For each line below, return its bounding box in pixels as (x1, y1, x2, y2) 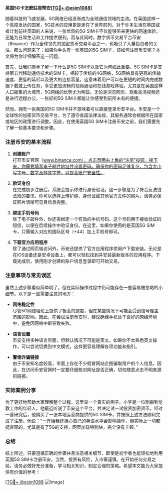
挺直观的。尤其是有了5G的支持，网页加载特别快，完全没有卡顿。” (5, 424, 138, 430)
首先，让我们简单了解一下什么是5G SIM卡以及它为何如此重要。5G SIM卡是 (5, 64, 158, 70)
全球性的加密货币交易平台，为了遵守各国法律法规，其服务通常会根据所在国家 (5, 112, 163, 118)
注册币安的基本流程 (5, 138, 51, 145)
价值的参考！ (13, 469, 40, 475)
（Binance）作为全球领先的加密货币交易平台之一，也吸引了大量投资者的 (5, 41, 153, 47)
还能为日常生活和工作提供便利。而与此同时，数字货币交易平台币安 (5, 35, 141, 40)
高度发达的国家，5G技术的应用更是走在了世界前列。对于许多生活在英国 (9, 22, 156, 28)
